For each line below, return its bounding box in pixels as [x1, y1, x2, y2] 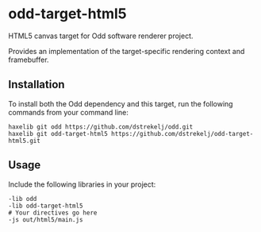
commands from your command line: [8, 107, 129, 117]
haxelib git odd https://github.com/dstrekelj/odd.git [8, 122, 194, 131]
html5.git [8, 137, 41, 145]
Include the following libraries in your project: [8, 180, 156, 189]
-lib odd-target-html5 [8, 202, 83, 210]
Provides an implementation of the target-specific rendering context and [8, 46, 245, 56]
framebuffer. [8, 55, 49, 64]
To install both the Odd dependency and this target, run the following [8, 99, 233, 108]
